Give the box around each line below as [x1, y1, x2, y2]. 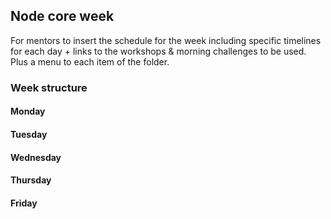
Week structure [10, 80, 88, 94]
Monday [10, 105, 46, 118]
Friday [10, 197, 38, 209]
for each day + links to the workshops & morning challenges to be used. [10, 45, 307, 57]
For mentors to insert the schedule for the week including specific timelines [10, 34, 322, 46]
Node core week [10, 8, 115, 25]
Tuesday [10, 128, 48, 140]
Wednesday [10, 151, 62, 163]
